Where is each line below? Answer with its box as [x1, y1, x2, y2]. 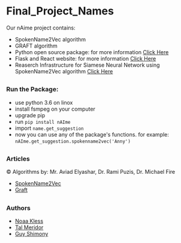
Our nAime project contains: [6, 24, 76, 31]
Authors [6, 203, 31, 212]
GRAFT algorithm [14, 42, 58, 49]
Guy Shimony [14, 230, 49, 238]
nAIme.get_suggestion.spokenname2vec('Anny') [14, 138, 131, 144]
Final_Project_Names [6, 4, 114, 18]
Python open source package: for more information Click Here [14, 48, 169, 55]
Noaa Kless [14, 218, 44, 225]
